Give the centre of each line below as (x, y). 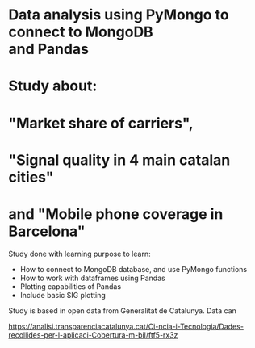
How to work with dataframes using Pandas (92, 278)
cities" (31, 177)
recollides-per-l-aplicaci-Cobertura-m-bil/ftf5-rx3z (93, 335)
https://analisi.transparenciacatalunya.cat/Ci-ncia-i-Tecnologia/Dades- (126, 326)
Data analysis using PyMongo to (119, 15)
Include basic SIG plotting (63, 295)
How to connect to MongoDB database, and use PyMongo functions (134, 269)
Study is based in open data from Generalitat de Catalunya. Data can (122, 310)
